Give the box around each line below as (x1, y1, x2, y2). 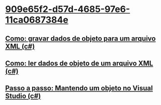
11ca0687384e (5, 14, 69, 26)
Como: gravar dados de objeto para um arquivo (5, 34, 156, 43)
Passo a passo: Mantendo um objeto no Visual (5, 84, 153, 92)
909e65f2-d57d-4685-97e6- (5, 4, 130, 15)
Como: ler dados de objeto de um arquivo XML (5, 59, 153, 67)
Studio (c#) (5, 92, 41, 100)
